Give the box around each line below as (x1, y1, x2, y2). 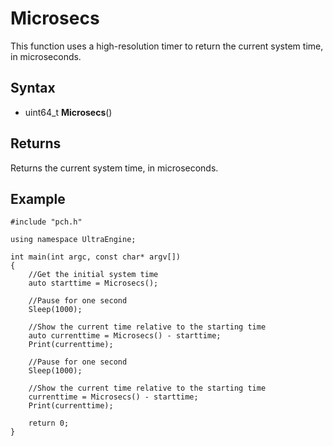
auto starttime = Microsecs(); (28, 278, 159, 289)
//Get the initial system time (28, 270, 159, 280)
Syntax (10, 80, 56, 97)
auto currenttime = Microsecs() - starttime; (28, 331, 222, 341)
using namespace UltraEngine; (10, 235, 137, 245)
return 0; (28, 418, 70, 429)
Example (10, 190, 66, 207)
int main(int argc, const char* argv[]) (10, 252, 182, 262)
